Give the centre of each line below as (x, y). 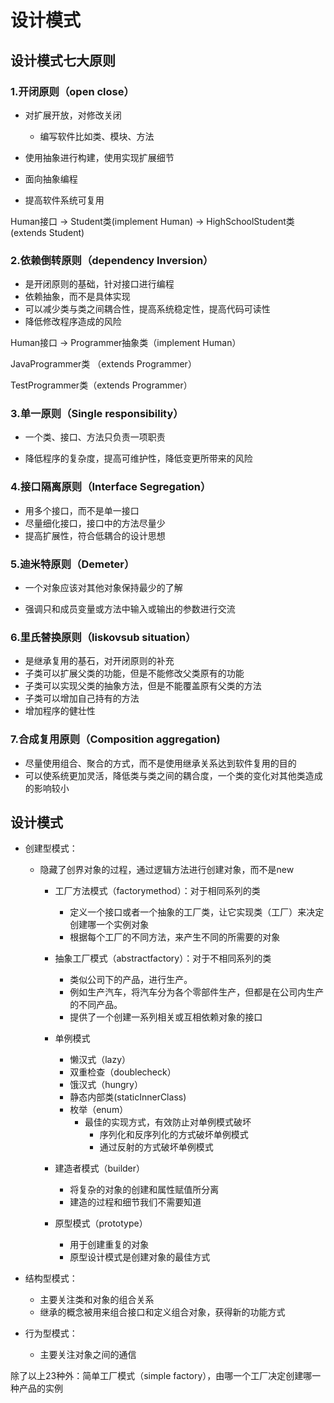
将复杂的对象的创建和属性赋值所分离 (144, 1190)
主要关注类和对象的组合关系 (97, 1300)
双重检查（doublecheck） (123, 1072)
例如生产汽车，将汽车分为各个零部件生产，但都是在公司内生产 (197, 992)
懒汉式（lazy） (100, 1060)
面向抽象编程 (51, 178)
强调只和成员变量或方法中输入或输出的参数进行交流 (130, 609)
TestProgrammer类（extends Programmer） (101, 385)
